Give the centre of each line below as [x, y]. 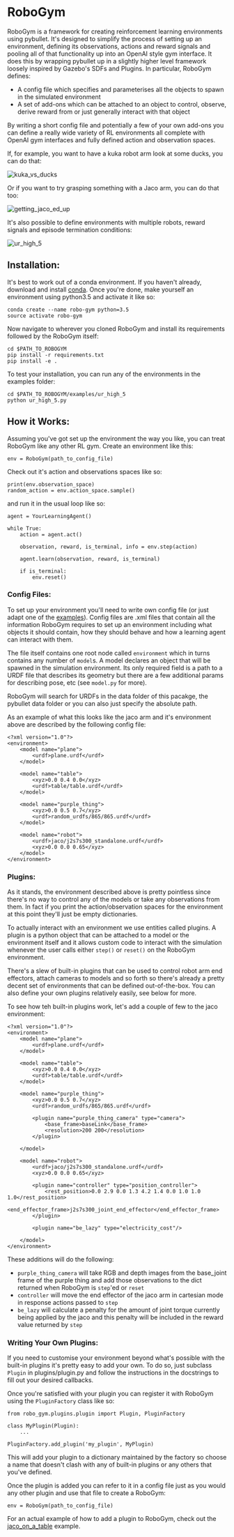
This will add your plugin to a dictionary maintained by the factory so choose [117, 1457]
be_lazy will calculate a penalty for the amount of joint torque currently [119, 1310]
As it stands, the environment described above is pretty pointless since [109, 892]
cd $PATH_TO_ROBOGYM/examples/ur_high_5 [67, 394]
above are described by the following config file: [77, 724]
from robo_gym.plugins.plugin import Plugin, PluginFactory [96, 1414]
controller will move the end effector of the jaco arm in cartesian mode [120, 1295]
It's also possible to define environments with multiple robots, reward [106, 222]
